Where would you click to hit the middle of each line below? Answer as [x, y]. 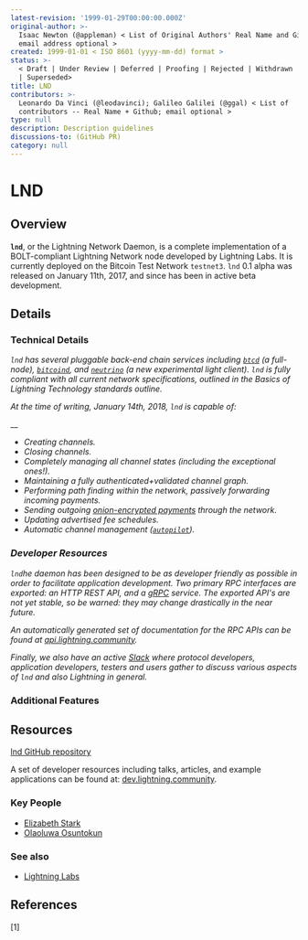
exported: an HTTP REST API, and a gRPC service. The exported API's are [150, 593]
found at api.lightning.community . [74, 639]
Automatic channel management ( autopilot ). [109, 529]
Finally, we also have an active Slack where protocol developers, [133, 657]
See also [30, 856]
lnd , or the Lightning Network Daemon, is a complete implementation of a [149, 246]
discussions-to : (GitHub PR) [66, 137]
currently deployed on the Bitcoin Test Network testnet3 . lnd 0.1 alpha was [152, 265]
